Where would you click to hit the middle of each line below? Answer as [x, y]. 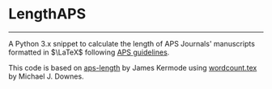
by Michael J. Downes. [46, 76]
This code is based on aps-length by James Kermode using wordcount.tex [133, 67]
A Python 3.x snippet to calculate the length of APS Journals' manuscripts [132, 43]
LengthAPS [47, 14]
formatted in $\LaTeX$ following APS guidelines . [89, 52]
